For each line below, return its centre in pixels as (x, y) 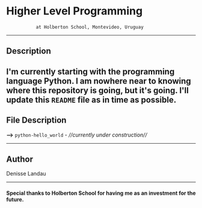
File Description (36, 121)
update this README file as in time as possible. (91, 99)
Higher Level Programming (75, 11)
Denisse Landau (26, 174)
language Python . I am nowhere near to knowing (99, 81)
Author (20, 159)
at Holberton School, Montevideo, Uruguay (90, 27)
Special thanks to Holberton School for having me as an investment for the (101, 193)
